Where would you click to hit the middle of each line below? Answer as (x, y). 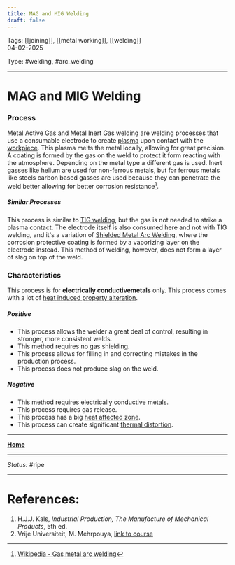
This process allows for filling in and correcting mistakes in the (107, 353)
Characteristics (34, 275)
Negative (21, 385)
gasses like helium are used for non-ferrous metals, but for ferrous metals (114, 170)
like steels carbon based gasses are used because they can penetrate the (114, 177)
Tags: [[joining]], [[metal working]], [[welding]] (74, 40)
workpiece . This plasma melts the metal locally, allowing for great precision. (116, 148)
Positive (19, 314)
